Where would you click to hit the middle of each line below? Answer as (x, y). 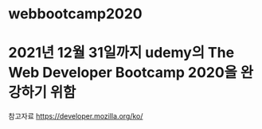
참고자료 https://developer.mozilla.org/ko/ (76, 116)
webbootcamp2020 (75, 14)
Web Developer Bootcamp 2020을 (123, 73)
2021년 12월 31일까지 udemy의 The (121, 53)
